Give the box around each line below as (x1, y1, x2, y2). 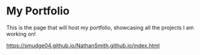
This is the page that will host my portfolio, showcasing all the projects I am (6, 24, 194, 31)
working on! (6, 30, 36, 37)
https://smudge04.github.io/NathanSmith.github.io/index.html (6, 42, 160, 49)
